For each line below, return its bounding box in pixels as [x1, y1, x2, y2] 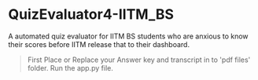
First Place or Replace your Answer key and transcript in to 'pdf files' [27, 55, 251, 64]
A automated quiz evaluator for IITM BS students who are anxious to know [8, 31, 249, 41]
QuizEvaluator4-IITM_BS [8, 5, 175, 24]
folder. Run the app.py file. [27, 63, 114, 72]
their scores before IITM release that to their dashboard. [8, 39, 190, 49]
